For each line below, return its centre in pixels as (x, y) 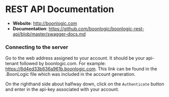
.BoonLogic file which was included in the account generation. (70, 74)
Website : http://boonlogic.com (45, 23)
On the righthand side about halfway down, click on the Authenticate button (85, 84)
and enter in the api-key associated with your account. (62, 89)
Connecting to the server (37, 47)
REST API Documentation (60, 9)
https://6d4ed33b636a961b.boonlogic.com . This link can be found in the (81, 69)
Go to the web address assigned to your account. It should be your (75, 58)
